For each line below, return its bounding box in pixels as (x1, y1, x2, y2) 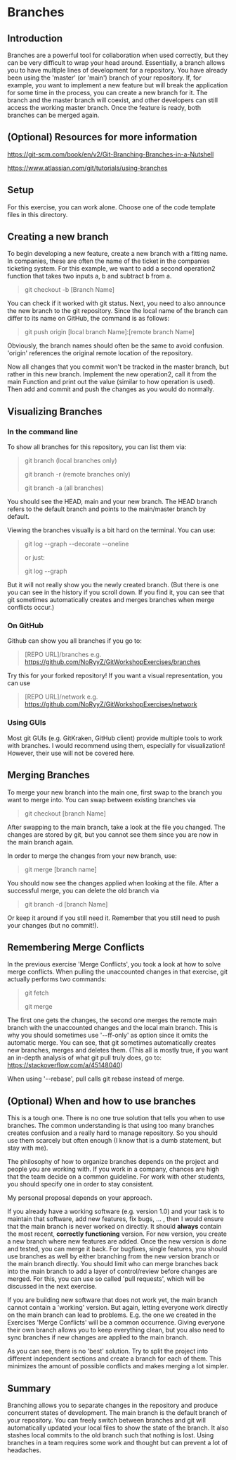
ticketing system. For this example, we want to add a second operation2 (7, 264, 216, 273)
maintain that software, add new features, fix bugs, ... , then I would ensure (7, 1215, 224, 1223)
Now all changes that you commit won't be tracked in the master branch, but (7, 362, 229, 371)
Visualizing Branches (7, 405, 103, 417)
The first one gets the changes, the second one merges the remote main (7, 1016, 218, 1024)
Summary (7, 1382, 51, 1394)
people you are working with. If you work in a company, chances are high (7, 1165, 220, 1174)
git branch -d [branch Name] (24, 900, 108, 908)
